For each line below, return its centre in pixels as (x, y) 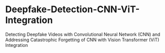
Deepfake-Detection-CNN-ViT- (73, 9)
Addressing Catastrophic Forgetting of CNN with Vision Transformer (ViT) (82, 40)
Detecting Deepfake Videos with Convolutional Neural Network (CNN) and (83, 34)
